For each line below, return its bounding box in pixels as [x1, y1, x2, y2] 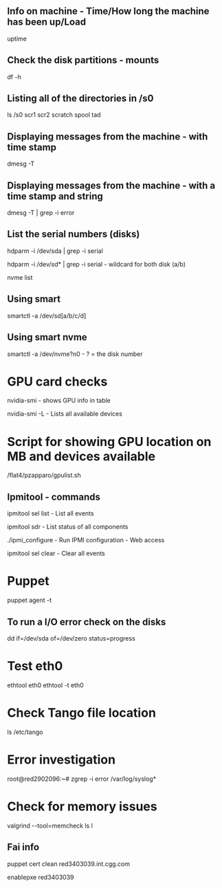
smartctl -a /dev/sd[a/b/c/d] [7, 311, 87, 320]
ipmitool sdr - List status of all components [7, 522, 129, 531]
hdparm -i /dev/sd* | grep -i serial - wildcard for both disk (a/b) [7, 260, 186, 268]
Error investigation [7, 752, 115, 767]
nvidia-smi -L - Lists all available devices [7, 410, 122, 418]
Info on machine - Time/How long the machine [7, 5, 210, 17]
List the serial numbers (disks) [7, 228, 140, 240]
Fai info [7, 841, 40, 853]
